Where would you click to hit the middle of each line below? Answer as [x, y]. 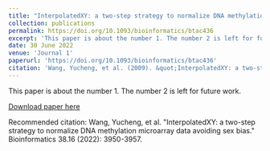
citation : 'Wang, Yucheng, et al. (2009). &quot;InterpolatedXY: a [124, 68]
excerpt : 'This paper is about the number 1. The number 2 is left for [131, 38]
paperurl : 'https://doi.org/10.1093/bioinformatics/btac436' [113, 61]
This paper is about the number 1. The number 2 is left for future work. [125, 91]
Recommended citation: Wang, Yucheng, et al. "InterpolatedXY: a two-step [132, 122]
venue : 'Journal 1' [41, 53]
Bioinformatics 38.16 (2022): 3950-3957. [76, 139]
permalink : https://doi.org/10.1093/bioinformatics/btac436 [111, 31]
